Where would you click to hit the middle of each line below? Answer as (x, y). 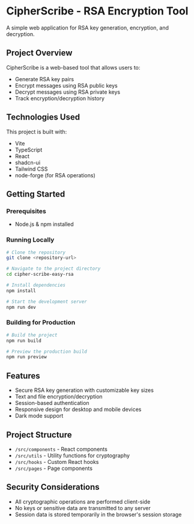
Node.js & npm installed (44, 224)
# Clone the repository (36, 252)
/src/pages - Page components (54, 468)
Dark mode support (39, 416)
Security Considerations (53, 487)
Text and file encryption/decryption (59, 397)
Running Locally (30, 240)
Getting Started (36, 194)
